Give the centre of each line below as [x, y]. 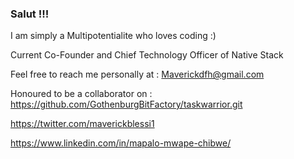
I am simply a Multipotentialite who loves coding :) [113, 36]
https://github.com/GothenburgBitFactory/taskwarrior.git [126, 104]
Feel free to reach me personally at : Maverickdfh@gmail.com [137, 74]
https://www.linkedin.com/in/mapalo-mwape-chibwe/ [121, 143]
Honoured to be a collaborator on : [81, 94]
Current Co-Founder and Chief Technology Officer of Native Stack [147, 55]
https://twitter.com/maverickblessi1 [82, 124]
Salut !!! [30, 14]
